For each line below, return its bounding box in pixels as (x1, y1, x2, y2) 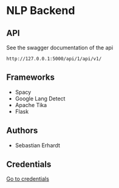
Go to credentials (6, 175, 50, 183)
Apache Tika (15, 101, 47, 108)
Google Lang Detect (15, 95, 66, 102)
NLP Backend (6, 4, 75, 18)
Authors (6, 125, 38, 136)
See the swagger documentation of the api (6, 44, 114, 51)
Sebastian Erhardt (15, 141, 61, 149)
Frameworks (6, 72, 55, 83)
